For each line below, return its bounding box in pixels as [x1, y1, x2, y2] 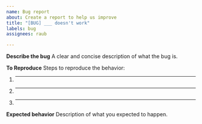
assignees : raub [6, 31, 47, 37]
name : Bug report [6, 8, 50, 15]
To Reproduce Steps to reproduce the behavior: [6, 64, 125, 72]
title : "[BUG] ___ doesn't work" [6, 20, 90, 26]
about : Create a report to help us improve [6, 14, 117, 20]
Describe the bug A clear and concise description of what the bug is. [6, 53, 178, 60]
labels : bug [6, 25, 36, 32]
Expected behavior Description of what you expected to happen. [6, 111, 168, 118]
